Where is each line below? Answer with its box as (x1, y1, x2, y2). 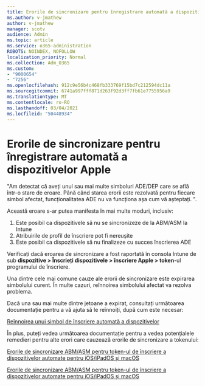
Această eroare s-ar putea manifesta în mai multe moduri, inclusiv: (7, 207, 174, 215)
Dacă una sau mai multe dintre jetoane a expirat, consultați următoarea (7, 300, 184, 307)
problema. (7, 288, 33, 295)
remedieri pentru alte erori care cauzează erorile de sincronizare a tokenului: (7, 336, 199, 343)
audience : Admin (7, 32, 48, 38)
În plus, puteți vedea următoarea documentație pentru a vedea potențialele (7, 329, 194, 337)
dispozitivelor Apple (7, 162, 111, 176)
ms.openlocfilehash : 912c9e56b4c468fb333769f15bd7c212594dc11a (7, 83, 171, 89)
